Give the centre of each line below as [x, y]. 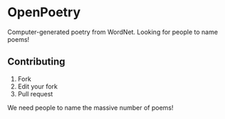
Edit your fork [38, 86]
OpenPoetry [44, 12]
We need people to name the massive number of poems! [90, 108]
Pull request [35, 93]
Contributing [36, 62]
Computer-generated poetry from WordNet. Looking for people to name [113, 32]
